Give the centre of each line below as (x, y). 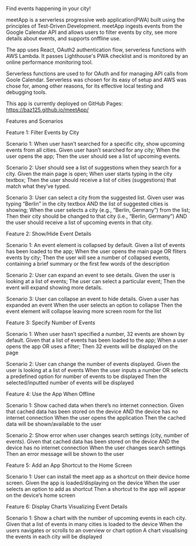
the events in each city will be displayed (54, 537)
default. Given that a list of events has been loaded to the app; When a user (97, 340)
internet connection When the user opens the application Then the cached (96, 418)
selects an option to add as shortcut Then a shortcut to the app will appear (96, 489)
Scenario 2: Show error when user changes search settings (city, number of (97, 435)
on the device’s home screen (41, 495)
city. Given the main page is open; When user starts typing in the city (89, 174)
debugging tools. (26, 92)
